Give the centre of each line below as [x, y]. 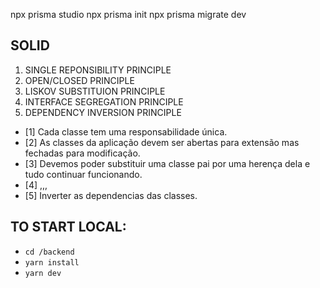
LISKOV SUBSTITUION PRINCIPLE [95, 91]
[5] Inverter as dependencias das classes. [111, 195]
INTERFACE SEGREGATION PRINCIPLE [104, 101]
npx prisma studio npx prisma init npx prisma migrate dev [128, 14]
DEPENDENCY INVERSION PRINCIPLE [103, 112]
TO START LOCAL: [68, 227]
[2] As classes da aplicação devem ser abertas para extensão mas [162, 142]
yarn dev [43, 273]
